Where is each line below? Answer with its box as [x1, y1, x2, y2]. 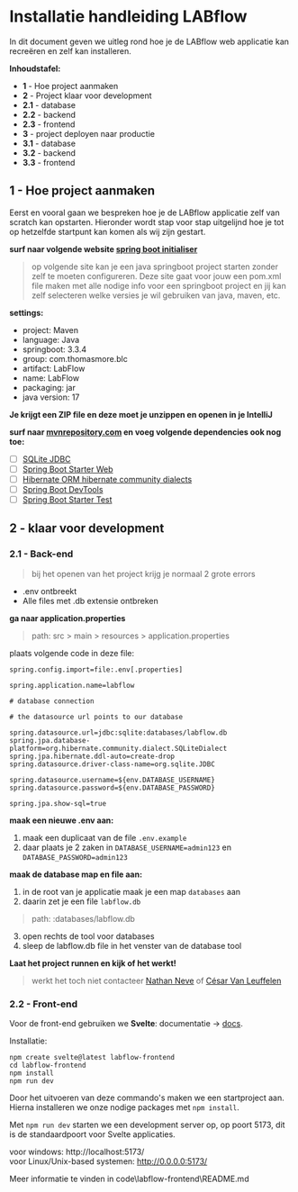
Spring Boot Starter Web [22, 464, 114, 474]
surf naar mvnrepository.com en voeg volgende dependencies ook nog [9, 426, 282, 438]
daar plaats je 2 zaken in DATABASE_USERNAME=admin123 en [22, 842, 232, 853]
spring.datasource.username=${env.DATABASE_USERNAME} [9, 775, 216, 784]
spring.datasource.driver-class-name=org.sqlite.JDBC [9, 759, 216, 769]
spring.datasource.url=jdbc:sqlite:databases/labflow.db [9, 727, 228, 737]
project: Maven [22, 324, 79, 335]
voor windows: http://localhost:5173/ [9, 1146, 145, 1158]
